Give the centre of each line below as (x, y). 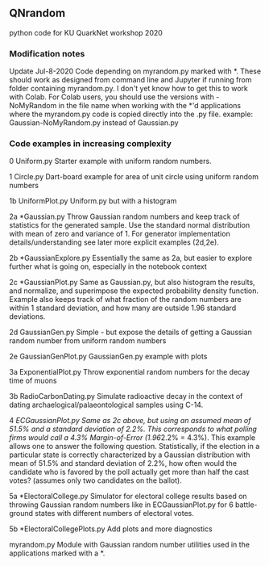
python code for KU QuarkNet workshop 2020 (86, 32)
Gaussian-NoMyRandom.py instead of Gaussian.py (94, 123)
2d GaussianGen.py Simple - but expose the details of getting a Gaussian (130, 332)
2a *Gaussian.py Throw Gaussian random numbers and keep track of (124, 216)
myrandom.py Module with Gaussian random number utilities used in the (130, 545)
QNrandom (37, 13)
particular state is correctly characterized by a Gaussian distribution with (130, 455)
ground (21, 514)
